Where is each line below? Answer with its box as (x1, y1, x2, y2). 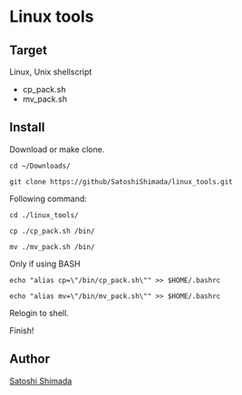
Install (9, 120, 45, 135)
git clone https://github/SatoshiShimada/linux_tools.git (9, 177, 233, 187)
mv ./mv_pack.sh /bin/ (9, 242, 95, 251)
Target (9, 43, 48, 58)
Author (9, 352, 50, 367)
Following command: (9, 193, 88, 204)
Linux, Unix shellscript (9, 66, 92, 77)
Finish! (9, 324, 34, 336)
